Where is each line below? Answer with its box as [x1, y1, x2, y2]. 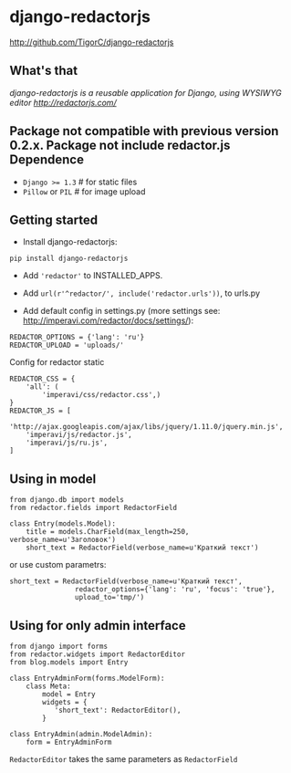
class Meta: [26, 682, 71, 691]
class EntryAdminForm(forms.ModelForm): [9, 674, 166, 683]
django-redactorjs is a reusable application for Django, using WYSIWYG [9, 87, 282, 98]
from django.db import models [9, 496, 125, 505]
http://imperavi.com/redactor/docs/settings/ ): [22, 315, 194, 326]
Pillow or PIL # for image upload [22, 185, 146, 197]
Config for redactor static [9, 357, 105, 368]
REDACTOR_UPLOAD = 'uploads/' [9, 340, 125, 350]
